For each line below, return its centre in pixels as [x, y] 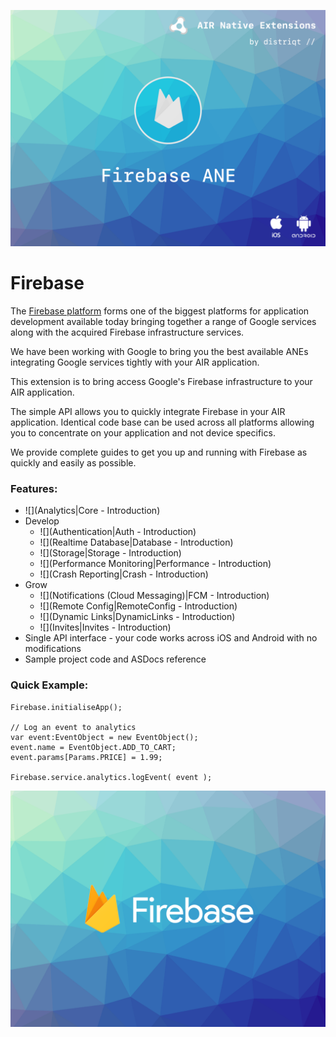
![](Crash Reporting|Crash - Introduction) [124, 574]
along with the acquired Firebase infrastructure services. [127, 332]
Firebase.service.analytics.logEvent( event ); [111, 777]
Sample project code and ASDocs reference [115, 659]
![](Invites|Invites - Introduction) [105, 627]
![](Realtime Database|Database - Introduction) [136, 542]
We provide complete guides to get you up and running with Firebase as [159, 452]
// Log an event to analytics [73, 727]
